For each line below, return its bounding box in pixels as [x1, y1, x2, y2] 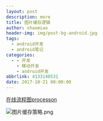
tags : [6, 36, 19, 42]
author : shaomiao [6, 25, 48, 31]
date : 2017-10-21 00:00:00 [6, 79, 72, 85]
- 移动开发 [16, 63, 40, 69]
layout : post [6, 8, 38, 15]
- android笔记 [11, 47, 44, 53]
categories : [6, 52, 35, 58]
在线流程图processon [6, 96, 57, 103]
